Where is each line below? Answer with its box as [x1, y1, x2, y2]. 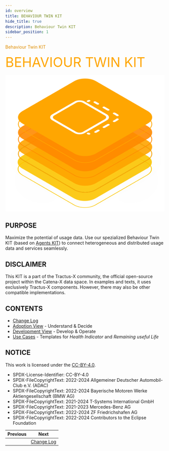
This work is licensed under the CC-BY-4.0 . [5, 362, 96, 368]
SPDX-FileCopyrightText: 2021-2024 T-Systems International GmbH [12, 398, 154, 404]
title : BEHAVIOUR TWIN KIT [5, 13, 62, 19]
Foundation [12, 420, 36, 426]
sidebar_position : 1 [5, 29, 49, 35]
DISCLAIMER [5, 260, 47, 268]
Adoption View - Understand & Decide [12, 323, 93, 329]
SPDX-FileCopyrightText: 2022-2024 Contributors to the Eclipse [12, 415, 147, 421]
